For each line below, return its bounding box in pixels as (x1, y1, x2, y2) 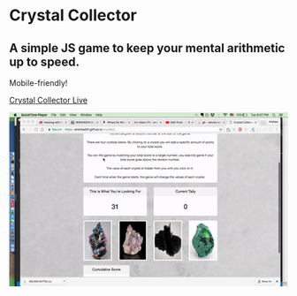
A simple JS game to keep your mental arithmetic (9, 41, 286, 56)
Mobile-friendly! (9, 78, 68, 88)
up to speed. (9, 54, 80, 69)
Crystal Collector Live (9, 95, 88, 105)
